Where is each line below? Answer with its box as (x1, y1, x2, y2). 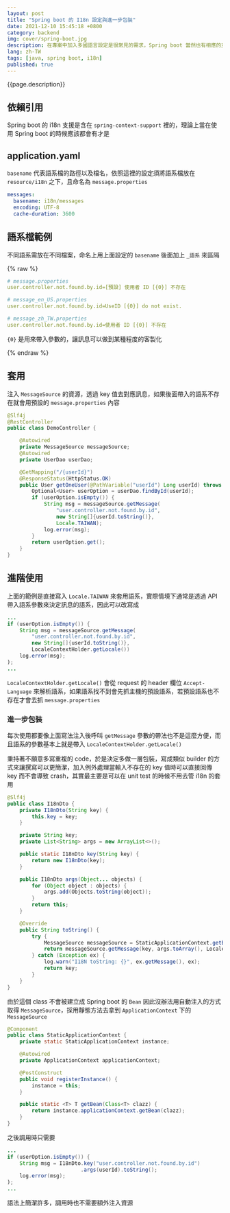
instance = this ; (31, 1082, 81, 1089)
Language (7, 688, 32, 695)
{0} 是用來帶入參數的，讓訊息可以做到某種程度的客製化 (7, 334, 162, 343)
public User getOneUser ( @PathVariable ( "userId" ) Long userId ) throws (19, 481, 222, 488)
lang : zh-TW (7, 49, 41, 56)
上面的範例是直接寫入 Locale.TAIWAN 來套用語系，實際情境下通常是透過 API (7, 592, 218, 600)
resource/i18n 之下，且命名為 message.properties (7, 178, 148, 186)
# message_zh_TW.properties (7, 315, 88, 323)
